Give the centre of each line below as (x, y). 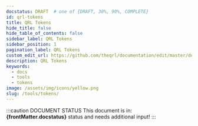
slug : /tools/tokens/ (33, 94)
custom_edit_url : (27, 55)
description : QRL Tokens (37, 61)
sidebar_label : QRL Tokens (39, 39)
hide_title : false (29, 28)
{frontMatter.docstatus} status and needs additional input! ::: (81, 117)
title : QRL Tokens (29, 22)
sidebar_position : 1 (32, 45)
